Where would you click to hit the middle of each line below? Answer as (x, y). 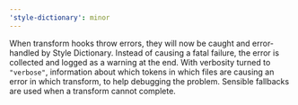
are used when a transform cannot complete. (93, 91)
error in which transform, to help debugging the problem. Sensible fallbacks (149, 81)
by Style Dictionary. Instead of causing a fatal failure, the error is (161, 52)
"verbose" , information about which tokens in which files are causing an (142, 72)
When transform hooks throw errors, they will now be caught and (130, 43)
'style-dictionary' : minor (60, 17)
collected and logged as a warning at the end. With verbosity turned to (140, 62)
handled (25, 52)
